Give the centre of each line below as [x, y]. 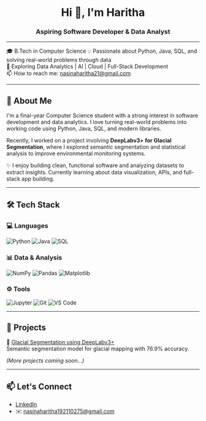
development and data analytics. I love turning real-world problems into [97, 122]
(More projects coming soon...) [45, 361]
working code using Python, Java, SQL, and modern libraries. [84, 129]
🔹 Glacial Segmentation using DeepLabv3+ [60, 342]
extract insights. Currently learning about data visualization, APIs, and [94, 172]
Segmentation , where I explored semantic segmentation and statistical [96, 147]
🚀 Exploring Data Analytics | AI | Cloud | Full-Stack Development [87, 66]
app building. [38, 179]
